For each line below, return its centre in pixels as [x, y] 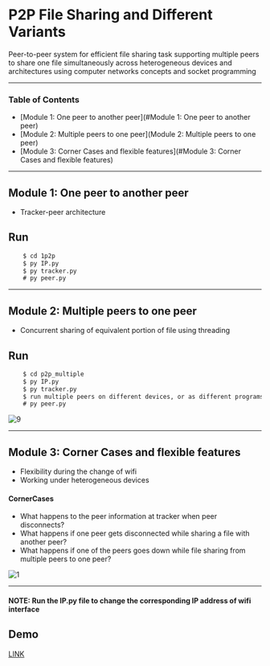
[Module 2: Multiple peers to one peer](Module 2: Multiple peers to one [138, 134]
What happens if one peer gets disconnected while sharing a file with [135, 533]
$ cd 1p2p [39, 256]
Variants [37, 32]
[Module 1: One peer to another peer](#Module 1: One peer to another [135, 117]
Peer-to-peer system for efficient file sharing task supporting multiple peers [134, 54]
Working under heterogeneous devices [85, 480]
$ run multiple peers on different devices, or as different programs [143, 397]
